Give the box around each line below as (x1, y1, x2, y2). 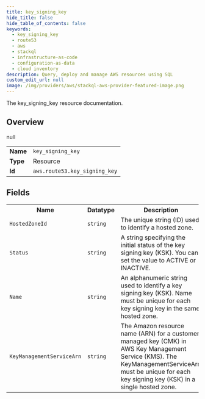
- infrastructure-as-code (12, 54, 78, 60)
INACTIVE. (120, 264, 151, 272)
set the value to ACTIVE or (120, 256, 196, 264)
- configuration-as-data (12, 60, 75, 66)
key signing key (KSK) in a (120, 375, 196, 383)
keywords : (6, 26, 32, 32)
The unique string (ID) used (120, 215, 200, 224)
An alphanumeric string (120, 273, 188, 282)
